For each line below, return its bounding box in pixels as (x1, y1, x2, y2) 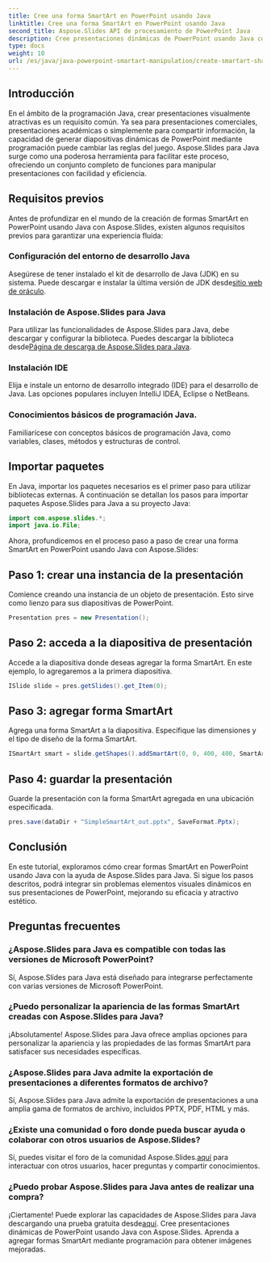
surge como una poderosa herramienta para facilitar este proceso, (8, 151, 230, 161)
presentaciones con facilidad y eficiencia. (8, 168, 147, 178)
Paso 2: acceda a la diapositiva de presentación (8, 636, 252, 650)
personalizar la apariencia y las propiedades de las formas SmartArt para (8, 1038, 252, 1048)
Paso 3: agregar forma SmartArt (8, 704, 173, 718)
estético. (8, 896, 38, 905)
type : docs (8, 42, 45, 50)
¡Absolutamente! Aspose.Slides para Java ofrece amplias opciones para (8, 1029, 248, 1039)
